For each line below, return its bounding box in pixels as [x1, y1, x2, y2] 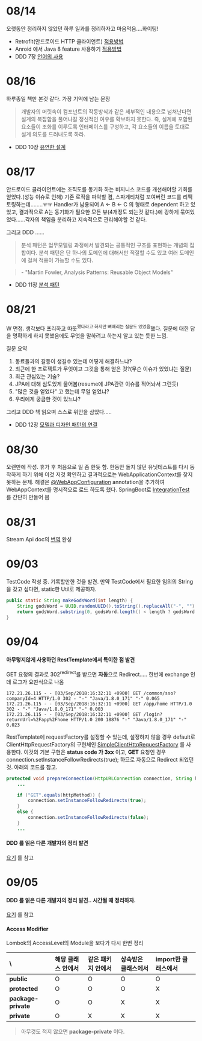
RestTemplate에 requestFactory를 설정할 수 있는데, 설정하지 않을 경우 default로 [6, 733, 195, 740]
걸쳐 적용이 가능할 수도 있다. [27, 256, 93, 264]
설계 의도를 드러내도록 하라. [20, 130, 86, 138]
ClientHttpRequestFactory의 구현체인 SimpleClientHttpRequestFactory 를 [6, 740, 185, 748]
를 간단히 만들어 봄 [6, 494, 50, 501]
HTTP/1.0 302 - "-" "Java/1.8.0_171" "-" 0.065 [38, 695, 161, 701]
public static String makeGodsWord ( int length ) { [6, 597, 133, 604]
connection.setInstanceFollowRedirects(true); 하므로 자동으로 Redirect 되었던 [6, 756, 194, 763]
